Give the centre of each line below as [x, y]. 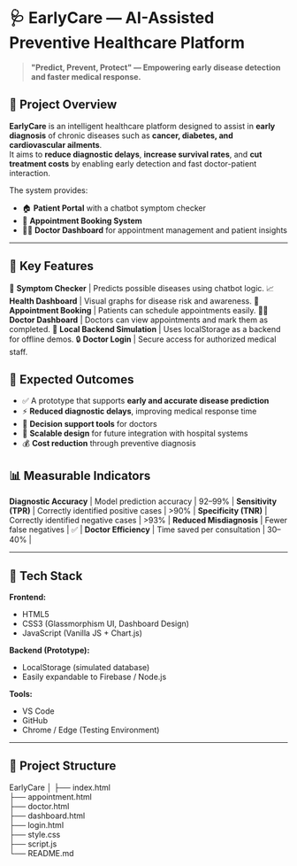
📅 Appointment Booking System [82, 220]
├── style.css [35, 834]
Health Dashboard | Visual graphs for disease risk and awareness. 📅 [134, 301]
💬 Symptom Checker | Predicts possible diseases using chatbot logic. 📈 [142, 288]
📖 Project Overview [63, 105]
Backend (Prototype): [49, 650]
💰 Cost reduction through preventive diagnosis [109, 444]
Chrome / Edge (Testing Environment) [91, 730]
